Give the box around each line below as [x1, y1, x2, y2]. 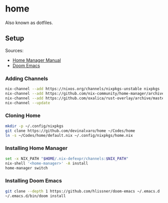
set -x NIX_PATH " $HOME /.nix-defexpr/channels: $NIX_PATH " [5, 156, 128, 161]
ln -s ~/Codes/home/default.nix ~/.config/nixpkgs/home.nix [5, 133, 133, 138]
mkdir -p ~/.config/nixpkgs [5, 123, 64, 128]
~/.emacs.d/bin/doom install [5, 193, 66, 198]
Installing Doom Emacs [5, 177, 62, 184]
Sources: [5, 47, 24, 53]
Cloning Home [5, 112, 41, 119]
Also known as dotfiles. [5, 20, 53, 26]
